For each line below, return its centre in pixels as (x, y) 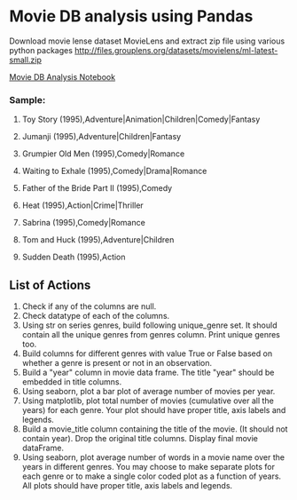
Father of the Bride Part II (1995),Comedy (97, 188)
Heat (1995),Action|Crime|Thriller (82, 205)
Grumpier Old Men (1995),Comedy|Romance (103, 154)
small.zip (26, 60)
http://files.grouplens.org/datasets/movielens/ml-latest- (176, 50)
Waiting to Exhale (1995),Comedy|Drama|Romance (114, 171)
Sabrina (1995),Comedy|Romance (84, 223)
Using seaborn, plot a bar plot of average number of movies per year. (148, 392)
